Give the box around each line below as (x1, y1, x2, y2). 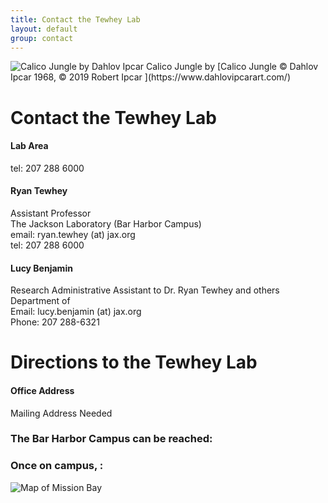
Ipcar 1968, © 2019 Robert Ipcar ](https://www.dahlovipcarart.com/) (10, 71, 292, 83)
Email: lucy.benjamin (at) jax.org (10, 306, 142, 318)
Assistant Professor (10, 207, 92, 219)
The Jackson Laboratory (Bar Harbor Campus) (10, 217, 202, 230)
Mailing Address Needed (10, 407, 113, 419)
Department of (10, 295, 71, 307)
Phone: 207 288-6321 (10, 316, 100, 328)
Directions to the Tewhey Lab (10, 351, 258, 374)
